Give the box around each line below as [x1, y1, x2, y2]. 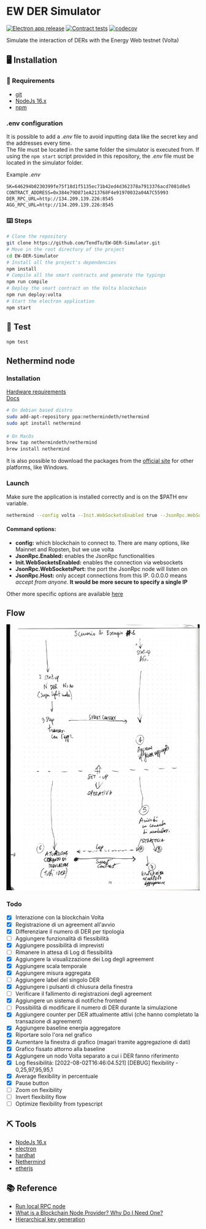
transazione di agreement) [15, 1018, 83, 1025]
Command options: [6, 525, 56, 532]
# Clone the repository [6, 233, 67, 240]
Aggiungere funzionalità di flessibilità [15, 934, 109, 942]
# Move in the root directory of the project [6, 246, 124, 252]
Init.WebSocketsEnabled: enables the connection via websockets [15, 559, 183, 566]
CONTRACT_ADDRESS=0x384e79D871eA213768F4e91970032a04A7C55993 [6, 189, 169, 196]
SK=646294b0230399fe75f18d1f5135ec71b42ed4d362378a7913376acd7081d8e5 [6, 183, 191, 190]
